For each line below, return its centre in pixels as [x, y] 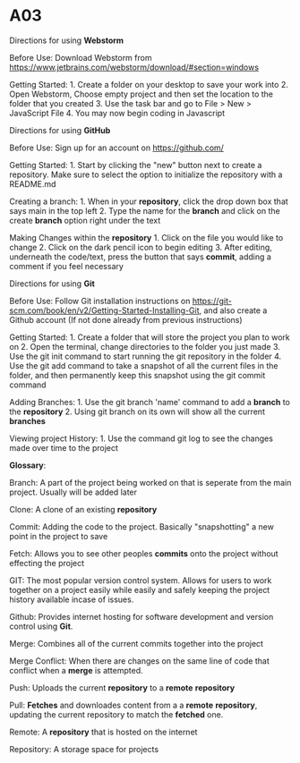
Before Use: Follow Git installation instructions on [100, 301]
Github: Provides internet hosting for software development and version [141, 616]
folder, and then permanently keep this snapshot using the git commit [137, 375]
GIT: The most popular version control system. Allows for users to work [141, 580]
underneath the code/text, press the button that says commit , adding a [140, 257]
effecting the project [47, 563]
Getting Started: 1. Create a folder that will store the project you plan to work [150, 337]
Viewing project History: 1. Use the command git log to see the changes [141, 438]
